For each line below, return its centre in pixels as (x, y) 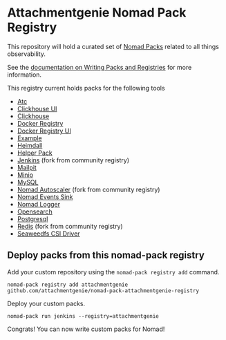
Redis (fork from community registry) (70, 226)
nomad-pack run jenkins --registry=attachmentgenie (83, 316)
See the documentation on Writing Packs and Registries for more (100, 67)
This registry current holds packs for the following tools (86, 88)
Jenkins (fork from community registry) (73, 160)
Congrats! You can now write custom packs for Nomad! (86, 329)
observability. (27, 54)
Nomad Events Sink (45, 197)
